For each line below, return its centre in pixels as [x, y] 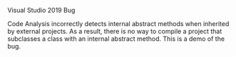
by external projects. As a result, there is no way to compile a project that [115, 31]
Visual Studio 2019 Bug [41, 10]
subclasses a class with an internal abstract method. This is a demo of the [116, 39]
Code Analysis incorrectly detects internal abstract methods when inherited [118, 24]
